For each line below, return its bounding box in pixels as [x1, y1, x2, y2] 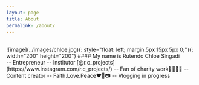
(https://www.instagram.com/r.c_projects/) [6, 65, 113, 72]
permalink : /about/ [6, 22, 56, 28]
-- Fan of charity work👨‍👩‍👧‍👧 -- [114, 65, 189, 72]
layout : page [6, 10, 39, 16]
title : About [6, 16, 39, 22]
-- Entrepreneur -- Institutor [6, 59, 76, 66]
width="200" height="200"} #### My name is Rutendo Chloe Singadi [6, 52, 180, 60]
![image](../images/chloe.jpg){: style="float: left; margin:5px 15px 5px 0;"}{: [6, 46, 194, 54]
